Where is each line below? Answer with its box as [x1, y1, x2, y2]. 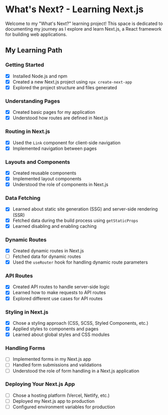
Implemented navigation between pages [12, 145, 97, 151]
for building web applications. [5, 31, 68, 37]
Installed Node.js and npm [12, 73, 68, 79]
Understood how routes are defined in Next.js [12, 115, 108, 121]
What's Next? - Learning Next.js [5, 4, 144, 15]
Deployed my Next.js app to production [12, 398, 95, 404]
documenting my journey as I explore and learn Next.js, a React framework [5, 25, 162, 32]
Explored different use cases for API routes [12, 295, 103, 301]
